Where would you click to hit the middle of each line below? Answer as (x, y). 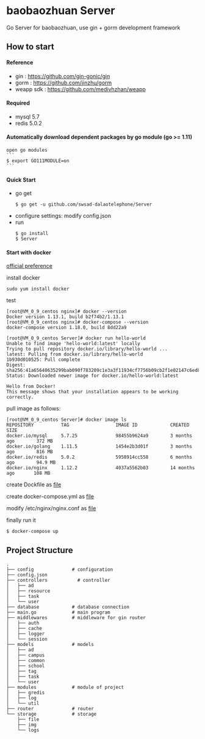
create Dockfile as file (34, 485)
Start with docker (29, 252)
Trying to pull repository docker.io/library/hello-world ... (87, 349)
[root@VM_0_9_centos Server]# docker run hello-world (76, 338)
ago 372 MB (30, 441)
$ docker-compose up (33, 532)
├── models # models (50, 645)
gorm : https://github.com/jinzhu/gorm (63, 83)
